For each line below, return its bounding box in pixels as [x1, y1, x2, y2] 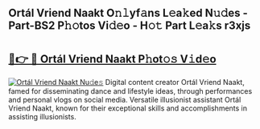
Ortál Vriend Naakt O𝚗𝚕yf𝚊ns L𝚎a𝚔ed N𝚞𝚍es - [8, 6, 248, 20]
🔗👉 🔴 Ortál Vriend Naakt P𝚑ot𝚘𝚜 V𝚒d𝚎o [8, 52, 217, 66]
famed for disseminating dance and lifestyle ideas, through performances [8, 87, 253, 95]
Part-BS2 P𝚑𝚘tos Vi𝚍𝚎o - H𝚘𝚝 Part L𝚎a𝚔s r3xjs [8, 19, 251, 33]
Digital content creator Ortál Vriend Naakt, [105, 78, 246, 87]
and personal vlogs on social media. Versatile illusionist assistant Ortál [8, 95, 241, 104]
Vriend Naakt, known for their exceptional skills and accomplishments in [8, 103, 248, 113]
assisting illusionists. [8, 112, 76, 121]
